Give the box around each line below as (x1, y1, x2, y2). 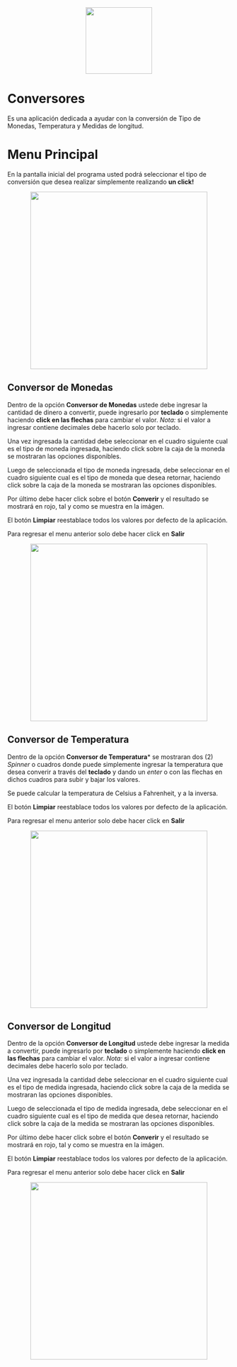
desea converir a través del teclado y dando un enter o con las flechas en (7, 768, 223, 776)
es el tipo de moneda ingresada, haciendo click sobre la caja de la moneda (7, 444, 225, 453)
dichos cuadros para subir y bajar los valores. (7, 775, 140, 783)
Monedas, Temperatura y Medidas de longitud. (7, 121, 144, 130)
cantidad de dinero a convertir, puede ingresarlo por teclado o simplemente (7, 408, 229, 416)
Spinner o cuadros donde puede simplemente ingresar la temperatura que (7, 760, 224, 768)
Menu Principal (7, 147, 98, 162)
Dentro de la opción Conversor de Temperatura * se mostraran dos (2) (7, 752, 214, 761)
